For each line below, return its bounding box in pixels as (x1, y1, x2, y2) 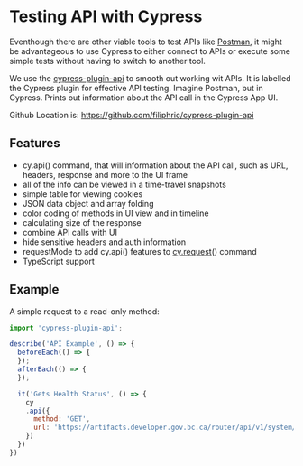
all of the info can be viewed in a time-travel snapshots (22, 179, 227, 190)
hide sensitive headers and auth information (22, 237, 187, 247)
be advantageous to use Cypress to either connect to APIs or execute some (9, 45, 291, 56)
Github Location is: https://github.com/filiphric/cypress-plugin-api (9, 109, 254, 120)
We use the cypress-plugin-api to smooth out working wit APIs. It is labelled (9, 72, 291, 83)
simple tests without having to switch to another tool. (9, 55, 206, 66)
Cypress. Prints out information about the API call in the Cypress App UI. (9, 92, 279, 103)
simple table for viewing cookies (22, 188, 143, 200)
